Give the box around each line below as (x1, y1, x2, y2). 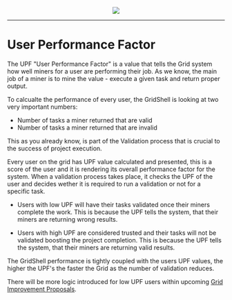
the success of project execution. (7, 144, 102, 152)
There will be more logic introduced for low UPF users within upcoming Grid (7, 277, 223, 285)
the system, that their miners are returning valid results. (17, 243, 175, 252)
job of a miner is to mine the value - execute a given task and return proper (7, 74, 221, 82)
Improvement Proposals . (7, 285, 77, 293)
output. (7, 82, 28, 90)
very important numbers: (7, 103, 78, 111)
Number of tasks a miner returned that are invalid (17, 123, 157, 132)
